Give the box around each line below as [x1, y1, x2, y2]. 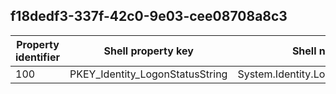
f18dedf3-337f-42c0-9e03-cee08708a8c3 [10, 8, 288, 25]
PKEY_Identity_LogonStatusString [69, 67, 228, 81]
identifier [15, 50, 60, 64]
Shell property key [103, 44, 194, 58]
